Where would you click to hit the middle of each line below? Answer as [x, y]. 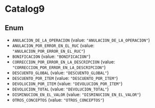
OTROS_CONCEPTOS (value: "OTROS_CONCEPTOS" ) [58, 100]
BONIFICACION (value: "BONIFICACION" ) [51, 56]
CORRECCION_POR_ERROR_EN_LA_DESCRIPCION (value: [64, 62]
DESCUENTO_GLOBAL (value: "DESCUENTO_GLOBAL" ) [60, 73]
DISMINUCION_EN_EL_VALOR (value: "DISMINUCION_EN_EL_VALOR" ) [76, 94]
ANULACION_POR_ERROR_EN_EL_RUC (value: [53, 46]
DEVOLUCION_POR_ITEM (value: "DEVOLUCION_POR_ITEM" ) [67, 83]
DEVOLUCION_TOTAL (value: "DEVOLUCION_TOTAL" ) [60, 89]
